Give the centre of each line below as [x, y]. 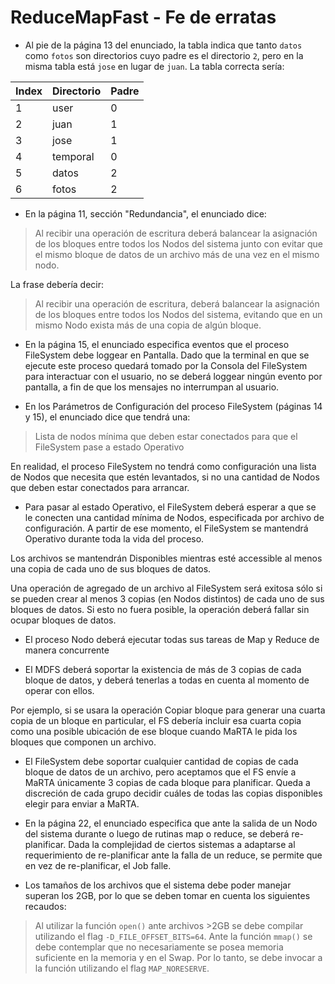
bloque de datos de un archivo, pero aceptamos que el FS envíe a [160, 772]
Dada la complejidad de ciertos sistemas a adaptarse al [182, 844]
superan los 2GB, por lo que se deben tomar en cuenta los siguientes [167, 895]
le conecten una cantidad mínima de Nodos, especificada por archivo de [174, 517]
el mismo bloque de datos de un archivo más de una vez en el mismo [177, 254]
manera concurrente [67, 650]
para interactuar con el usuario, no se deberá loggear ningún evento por [173, 376]
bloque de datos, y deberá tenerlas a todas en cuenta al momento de [167, 680]
